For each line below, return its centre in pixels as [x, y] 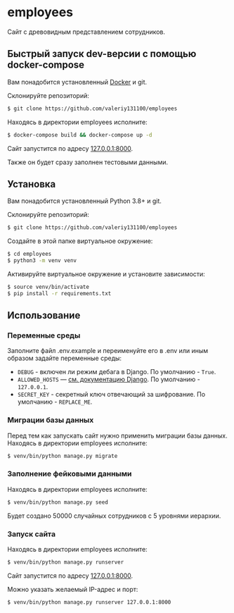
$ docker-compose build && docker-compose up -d [80, 135]
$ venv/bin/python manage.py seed [58, 502]
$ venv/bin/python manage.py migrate [63, 456]
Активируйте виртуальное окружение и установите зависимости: [106, 274]
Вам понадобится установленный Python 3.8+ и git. [84, 201]
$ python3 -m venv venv [42, 261]
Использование [44, 315]
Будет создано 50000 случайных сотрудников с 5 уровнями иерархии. [114, 516]
